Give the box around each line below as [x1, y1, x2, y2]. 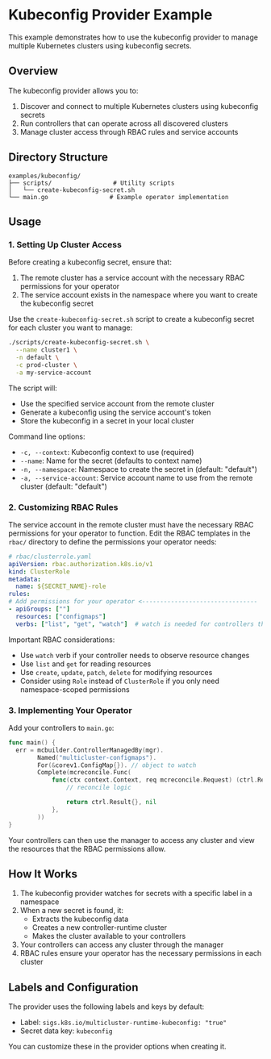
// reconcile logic [65, 784, 131, 792]
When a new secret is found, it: [19, 906, 123, 915]
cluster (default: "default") [19, 482, 107, 491]
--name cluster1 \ [15, 346, 78, 354]
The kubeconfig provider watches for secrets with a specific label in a [19, 889, 252, 898]
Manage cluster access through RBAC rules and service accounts [19, 127, 239, 136]
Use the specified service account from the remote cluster [19, 398, 215, 408]
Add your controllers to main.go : [8, 723, 115, 732]
